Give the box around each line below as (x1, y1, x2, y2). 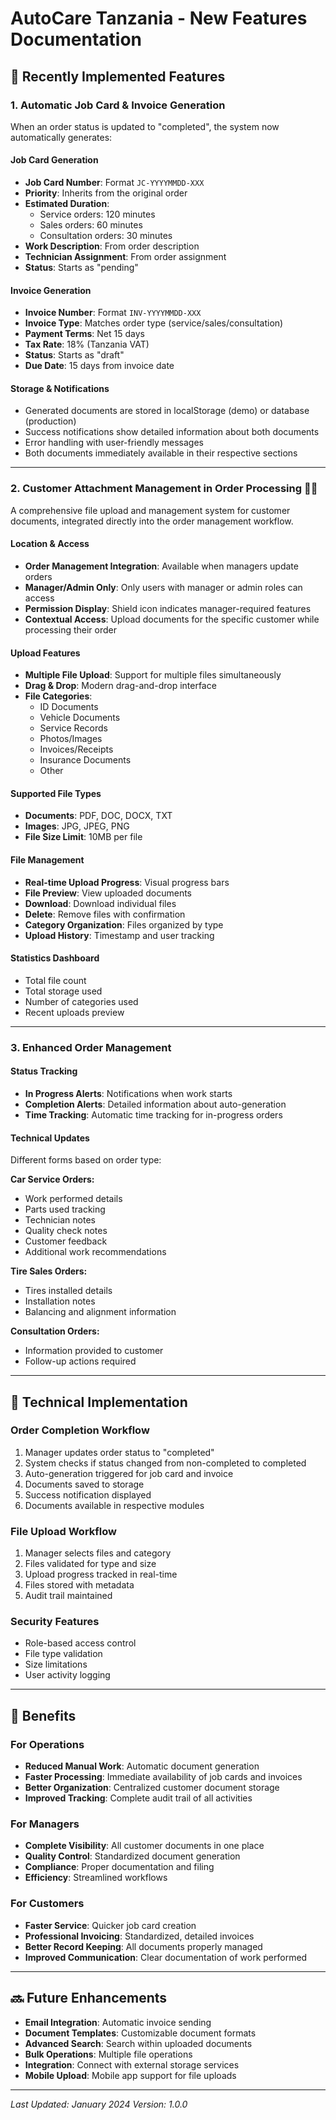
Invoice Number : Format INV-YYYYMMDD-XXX (24, 307, 202, 319)
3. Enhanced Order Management (10, 1040, 172, 1054)
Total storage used (24, 985, 103, 997)
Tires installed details (24, 1285, 113, 1297)
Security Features (10, 1615, 100, 1629)
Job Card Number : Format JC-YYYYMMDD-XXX (24, 177, 205, 189)
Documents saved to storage (24, 1478, 145, 1490)
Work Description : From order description (24, 240, 200, 252)
